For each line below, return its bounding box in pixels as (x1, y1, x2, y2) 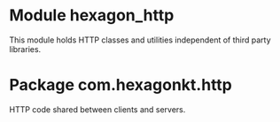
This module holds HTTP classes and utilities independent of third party (9, 34, 272, 45)
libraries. (9, 43, 42, 54)
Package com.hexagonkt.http (9, 75, 232, 95)
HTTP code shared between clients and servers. (9, 103, 186, 115)
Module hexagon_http (9, 5, 175, 26)
